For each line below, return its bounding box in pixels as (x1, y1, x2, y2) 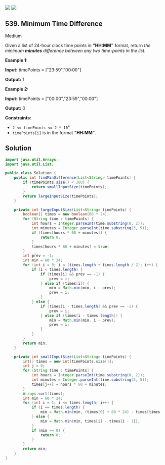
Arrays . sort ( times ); (23, 391, 65, 396)
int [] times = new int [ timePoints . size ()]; (23, 359, 114, 364)
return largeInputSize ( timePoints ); (23, 194, 98, 199)
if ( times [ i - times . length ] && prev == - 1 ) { (40, 304, 138, 309)
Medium (5, 33, 22, 39)
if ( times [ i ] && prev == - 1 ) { (40, 271, 105, 277)
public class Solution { (5, 171, 56, 176)
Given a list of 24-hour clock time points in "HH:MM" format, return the (5, 42, 151, 48)
